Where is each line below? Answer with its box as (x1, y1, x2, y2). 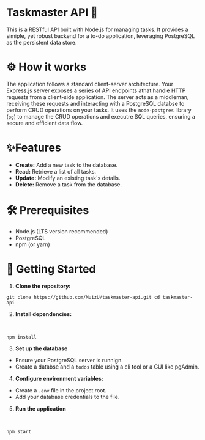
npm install (6, 334, 37, 340)
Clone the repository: (15, 282, 71, 290)
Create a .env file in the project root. (15, 386, 107, 394)
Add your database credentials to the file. (15, 393, 120, 400)
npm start (6, 428, 32, 435)
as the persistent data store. (6, 38, 78, 46)
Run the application (15, 405, 66, 412)
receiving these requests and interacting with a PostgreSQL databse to (6, 100, 185, 107)
